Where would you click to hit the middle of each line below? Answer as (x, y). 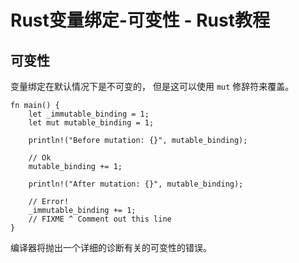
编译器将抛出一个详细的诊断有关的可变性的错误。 (111, 247)
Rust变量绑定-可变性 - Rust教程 (140, 20)
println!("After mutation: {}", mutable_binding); (136, 184)
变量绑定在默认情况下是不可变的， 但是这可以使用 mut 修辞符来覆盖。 (152, 86)
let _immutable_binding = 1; (89, 114)
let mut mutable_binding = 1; (91, 123)
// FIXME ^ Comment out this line (100, 219)
